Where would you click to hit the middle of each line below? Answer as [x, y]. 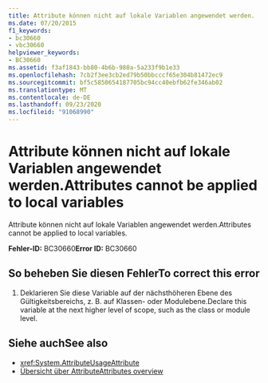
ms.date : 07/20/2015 [43, 23]
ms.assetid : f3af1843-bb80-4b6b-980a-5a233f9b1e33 [94, 68]
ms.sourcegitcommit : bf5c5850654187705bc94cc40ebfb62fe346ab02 [116, 82]
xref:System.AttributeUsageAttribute [79, 362]
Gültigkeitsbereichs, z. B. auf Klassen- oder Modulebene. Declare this [133, 301]
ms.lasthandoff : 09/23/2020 [55, 105]
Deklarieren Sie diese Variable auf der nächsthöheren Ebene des [126, 293]
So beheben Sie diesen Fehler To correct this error [134, 273]
